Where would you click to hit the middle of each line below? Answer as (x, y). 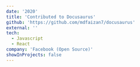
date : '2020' (22, 11)
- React (21, 44)
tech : (13, 33)
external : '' (22, 28)
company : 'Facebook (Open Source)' (50, 50)
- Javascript (27, 38)
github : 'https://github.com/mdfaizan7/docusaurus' (71, 22)
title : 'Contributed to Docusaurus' (51, 17)
